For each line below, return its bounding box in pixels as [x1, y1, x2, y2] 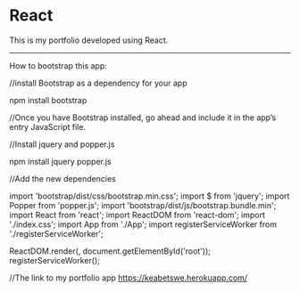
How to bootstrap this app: [9, 60, 107, 71]
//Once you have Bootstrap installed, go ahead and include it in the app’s [9, 112, 277, 123]
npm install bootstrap [9, 94, 87, 105]
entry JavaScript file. [9, 121, 87, 132]
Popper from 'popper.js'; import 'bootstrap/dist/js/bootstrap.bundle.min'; [9, 199, 277, 210]
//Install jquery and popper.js [9, 139, 115, 150]
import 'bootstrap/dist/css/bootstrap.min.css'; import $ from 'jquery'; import [9, 191, 290, 201]
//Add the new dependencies [9, 173, 116, 183]
